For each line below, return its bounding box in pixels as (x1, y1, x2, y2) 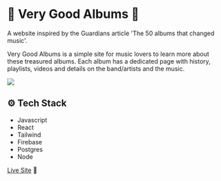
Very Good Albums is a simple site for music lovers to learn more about (7, 50, 209, 58)
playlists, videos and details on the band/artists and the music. (7, 64, 185, 73)
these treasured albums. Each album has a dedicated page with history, (7, 57, 211, 65)
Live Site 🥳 (7, 166, 38, 174)
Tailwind (17, 131, 41, 139)
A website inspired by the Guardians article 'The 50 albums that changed (7, 29, 215, 37)
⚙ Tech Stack (7, 97, 67, 109)
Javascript (17, 115, 48, 124)
